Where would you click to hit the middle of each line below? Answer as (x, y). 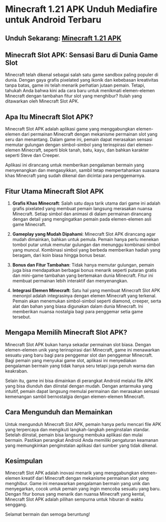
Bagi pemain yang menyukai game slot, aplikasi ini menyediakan (71, 360)
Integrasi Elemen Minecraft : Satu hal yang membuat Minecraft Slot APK (86, 290)
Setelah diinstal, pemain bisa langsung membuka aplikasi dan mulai (74, 435)
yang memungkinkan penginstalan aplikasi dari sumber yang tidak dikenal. (82, 445)
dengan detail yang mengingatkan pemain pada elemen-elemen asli (82, 219)
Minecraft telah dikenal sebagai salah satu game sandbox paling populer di (82, 75)
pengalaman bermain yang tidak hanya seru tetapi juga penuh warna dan (80, 366)
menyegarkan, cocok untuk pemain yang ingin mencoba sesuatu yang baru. (83, 489)
